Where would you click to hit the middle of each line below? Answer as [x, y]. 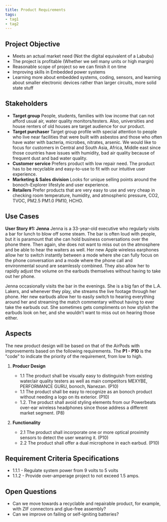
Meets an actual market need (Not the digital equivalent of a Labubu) [83, 56]
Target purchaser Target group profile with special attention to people [84, 131]
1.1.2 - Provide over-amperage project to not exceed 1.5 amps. [76, 476]
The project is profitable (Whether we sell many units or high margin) [83, 61]
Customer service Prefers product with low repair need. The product [83, 163]
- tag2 [12, 24]
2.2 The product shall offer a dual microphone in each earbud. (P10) [89, 442]
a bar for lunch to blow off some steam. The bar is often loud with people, [81, 233]
